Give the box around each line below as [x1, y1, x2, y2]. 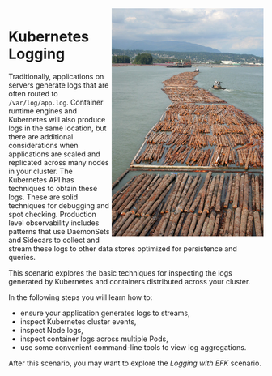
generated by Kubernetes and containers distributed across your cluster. [8, 276, 251, 286]
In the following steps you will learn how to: [8, 292, 153, 302]
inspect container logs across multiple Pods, [19, 334, 168, 344]
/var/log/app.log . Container [8, 97, 104, 107]
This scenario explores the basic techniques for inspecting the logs [8, 267, 232, 278]
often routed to [8, 88, 58, 98]
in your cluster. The [8, 166, 73, 176]
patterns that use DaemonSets [8, 226, 110, 236]
